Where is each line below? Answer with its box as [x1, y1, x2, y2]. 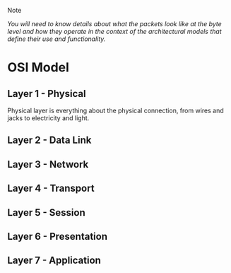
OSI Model [7, 59, 69, 76]
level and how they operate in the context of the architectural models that [7, 28, 222, 35]
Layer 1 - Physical [7, 88, 86, 100]
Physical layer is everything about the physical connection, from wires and [7, 106, 224, 115]
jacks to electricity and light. [7, 114, 90, 122]
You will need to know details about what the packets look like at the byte [7, 20, 223, 28]
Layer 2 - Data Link [7, 134, 92, 146]
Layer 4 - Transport [7, 182, 95, 194]
